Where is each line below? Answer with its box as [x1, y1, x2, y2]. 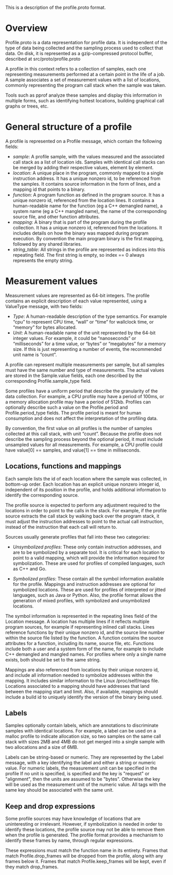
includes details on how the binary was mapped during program [12, 230, 149, 236]
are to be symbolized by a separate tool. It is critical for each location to [12, 549, 165, 555]
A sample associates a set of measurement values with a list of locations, [5, 77, 161, 83]
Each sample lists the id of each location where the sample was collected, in [5, 475, 167, 481]
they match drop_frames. [5, 864, 59, 870]
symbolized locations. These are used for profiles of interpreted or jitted [12, 586, 166, 593]
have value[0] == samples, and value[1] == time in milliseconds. [5, 447, 141, 453]
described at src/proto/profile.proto [5, 56, 81, 62]
